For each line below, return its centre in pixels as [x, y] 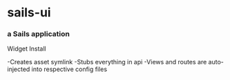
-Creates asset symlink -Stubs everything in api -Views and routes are [107, 62]
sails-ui [29, 13]
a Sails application [39, 34]
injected [19, 69]
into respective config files [69, 69]
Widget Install [27, 49]
